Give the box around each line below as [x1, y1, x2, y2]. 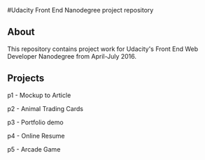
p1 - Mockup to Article [7, 91, 71, 99]
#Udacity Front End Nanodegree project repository [7, 6, 154, 14]
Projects [7, 73, 45, 85]
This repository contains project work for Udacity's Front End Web [7, 45, 199, 53]
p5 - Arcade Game [7, 145, 61, 153]
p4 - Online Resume [7, 131, 65, 140]
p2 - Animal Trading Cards [7, 104, 84, 112]
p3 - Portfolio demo [7, 118, 64, 126]
